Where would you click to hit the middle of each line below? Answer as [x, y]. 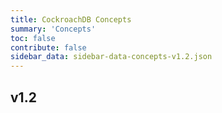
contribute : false [48, 47]
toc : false [33, 38]
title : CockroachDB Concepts [71, 19]
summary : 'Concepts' [53, 29]
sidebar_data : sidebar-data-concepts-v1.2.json [111, 57]
